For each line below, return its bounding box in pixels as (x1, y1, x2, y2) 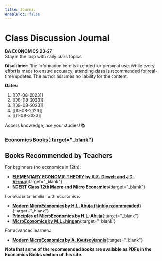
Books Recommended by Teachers (5, 151, 113, 160)
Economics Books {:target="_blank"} (5, 136, 94, 143)
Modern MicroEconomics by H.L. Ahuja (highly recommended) (12, 203, 142, 209)
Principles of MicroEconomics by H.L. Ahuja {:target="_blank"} (12, 213, 139, 219)
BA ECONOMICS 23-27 (5, 49, 52, 54)
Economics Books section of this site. (5, 252, 82, 258)
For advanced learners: (5, 228, 52, 233)
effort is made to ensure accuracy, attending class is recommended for (5, 68, 147, 74)
